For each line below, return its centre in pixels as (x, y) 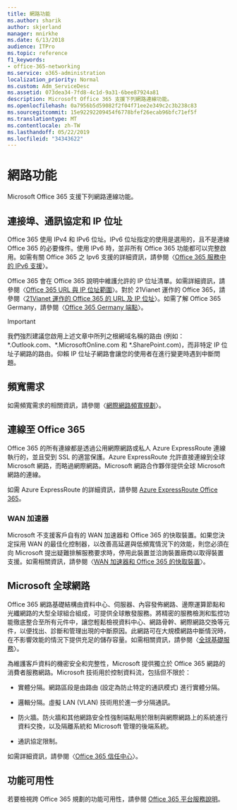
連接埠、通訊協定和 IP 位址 (65, 221)
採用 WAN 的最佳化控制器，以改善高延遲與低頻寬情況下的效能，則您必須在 (121, 544)
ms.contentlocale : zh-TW (44, 125)
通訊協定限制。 (39, 741)
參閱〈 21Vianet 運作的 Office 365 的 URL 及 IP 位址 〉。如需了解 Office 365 (114, 298)
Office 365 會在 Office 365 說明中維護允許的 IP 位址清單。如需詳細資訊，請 (116, 281)
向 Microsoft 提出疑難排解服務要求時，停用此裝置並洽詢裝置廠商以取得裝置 (116, 552)
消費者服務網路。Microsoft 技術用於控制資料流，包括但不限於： (99, 672)
